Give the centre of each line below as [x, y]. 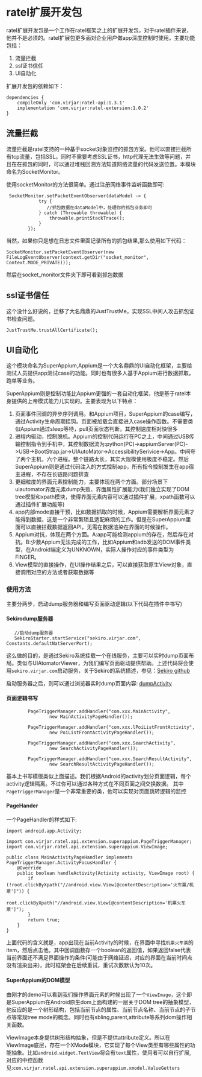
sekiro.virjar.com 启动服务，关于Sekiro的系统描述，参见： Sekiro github [101, 670]
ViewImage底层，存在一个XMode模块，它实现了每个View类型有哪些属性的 [98, 1045]
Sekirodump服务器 [30, 618]
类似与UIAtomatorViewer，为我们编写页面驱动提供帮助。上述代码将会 [103, 663]
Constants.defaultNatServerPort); [50, 643]
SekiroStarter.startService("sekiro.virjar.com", [78, 638]
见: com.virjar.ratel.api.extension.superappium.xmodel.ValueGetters [93, 1068]
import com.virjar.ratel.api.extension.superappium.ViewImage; [87, 847]
